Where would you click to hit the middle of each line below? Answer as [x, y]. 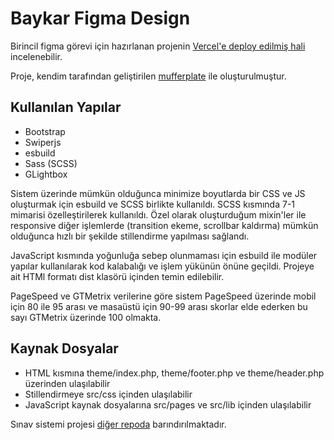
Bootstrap [45, 131]
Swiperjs [43, 142]
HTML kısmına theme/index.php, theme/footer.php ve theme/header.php [174, 373]
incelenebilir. [36, 56]
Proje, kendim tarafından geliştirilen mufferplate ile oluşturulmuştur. [148, 76]
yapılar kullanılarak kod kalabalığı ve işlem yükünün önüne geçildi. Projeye [162, 266]
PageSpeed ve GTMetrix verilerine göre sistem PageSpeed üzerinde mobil [163, 296]
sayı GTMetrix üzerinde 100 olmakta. [86, 317]
